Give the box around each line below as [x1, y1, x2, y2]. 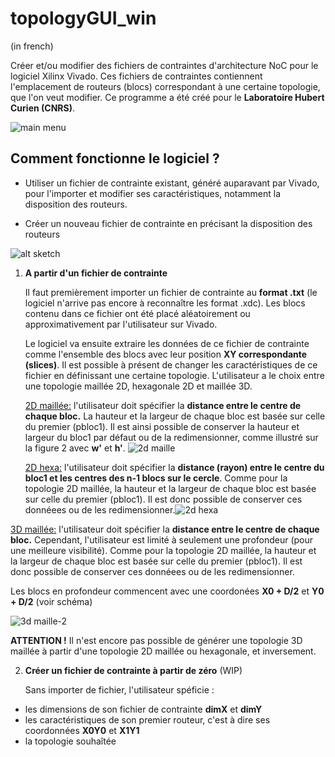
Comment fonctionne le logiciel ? [10, 150, 220, 167]
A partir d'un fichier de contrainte [24, 267, 168, 279]
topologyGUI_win [10, 7, 157, 30]
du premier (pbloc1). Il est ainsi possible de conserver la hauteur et [24, 420, 300, 432]
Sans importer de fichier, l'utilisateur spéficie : [24, 683, 215, 696]
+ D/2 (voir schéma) [10, 595, 93, 607]
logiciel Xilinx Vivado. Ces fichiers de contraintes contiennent [10, 70, 263, 82]
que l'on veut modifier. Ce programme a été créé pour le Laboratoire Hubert [10, 91, 325, 103]
